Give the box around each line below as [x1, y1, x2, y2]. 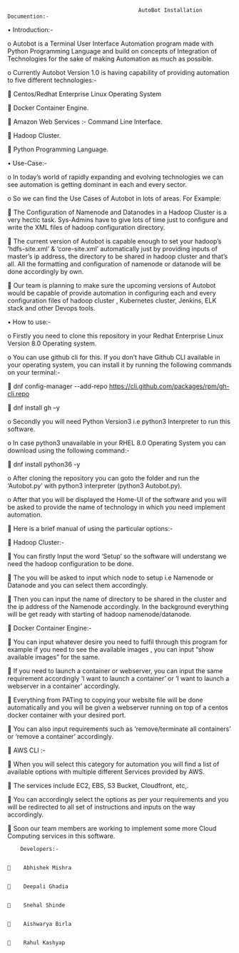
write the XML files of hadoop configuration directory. [7, 223, 166, 231]
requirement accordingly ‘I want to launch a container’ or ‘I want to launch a [7, 675, 230, 682]
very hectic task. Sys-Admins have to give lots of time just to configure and [7, 216, 228, 224]
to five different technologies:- [7, 76, 97, 84]
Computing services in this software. [7, 832, 116, 840]
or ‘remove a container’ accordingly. [7, 732, 114, 740]
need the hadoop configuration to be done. [7, 560, 134, 568]
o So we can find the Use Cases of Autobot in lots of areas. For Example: [7, 194, 221, 203]
